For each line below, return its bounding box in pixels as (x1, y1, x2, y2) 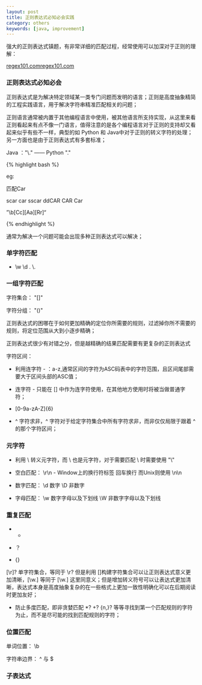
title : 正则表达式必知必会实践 (6, 14, 75, 20)
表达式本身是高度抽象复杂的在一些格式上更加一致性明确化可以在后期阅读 (16, 583, 196, 591)
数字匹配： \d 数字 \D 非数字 (14, 482, 85, 489)
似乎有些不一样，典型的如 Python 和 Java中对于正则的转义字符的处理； (16, 129, 193, 136)
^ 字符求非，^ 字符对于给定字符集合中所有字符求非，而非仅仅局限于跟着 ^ (14, 418, 196, 425)
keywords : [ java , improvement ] (6, 25, 85, 32)
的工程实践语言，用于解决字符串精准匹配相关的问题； (6, 100, 138, 108)
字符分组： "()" (6, 307, 43, 314)
